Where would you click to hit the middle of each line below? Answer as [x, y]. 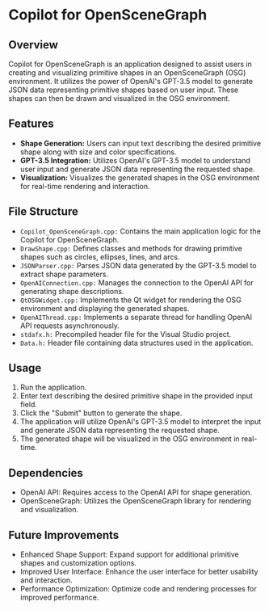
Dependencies [46, 473]
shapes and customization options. [78, 563]
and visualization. [49, 510]
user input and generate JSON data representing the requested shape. [137, 169]
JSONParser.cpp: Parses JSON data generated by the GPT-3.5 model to [138, 265]
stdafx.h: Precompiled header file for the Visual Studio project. [126, 334]
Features [31, 124]
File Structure [43, 212]
